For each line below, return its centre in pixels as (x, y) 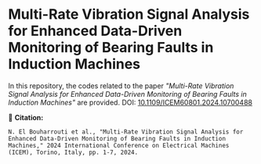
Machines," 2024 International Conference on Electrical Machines (119, 145)
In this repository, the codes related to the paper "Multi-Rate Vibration (121, 86)
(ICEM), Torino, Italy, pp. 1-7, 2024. (73, 152)
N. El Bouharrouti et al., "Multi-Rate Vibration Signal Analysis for (126, 132)
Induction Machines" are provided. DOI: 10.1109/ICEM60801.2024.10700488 (130, 102)
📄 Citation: (26, 117)
